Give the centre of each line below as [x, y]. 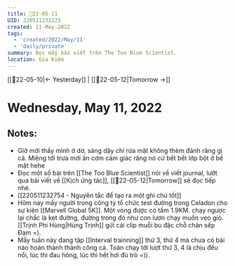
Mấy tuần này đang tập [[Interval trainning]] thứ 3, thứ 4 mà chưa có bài [121, 240]
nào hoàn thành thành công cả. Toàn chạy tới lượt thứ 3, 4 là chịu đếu [118, 247]
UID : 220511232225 [34, 20]
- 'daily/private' [41, 46]
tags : [15, 33]
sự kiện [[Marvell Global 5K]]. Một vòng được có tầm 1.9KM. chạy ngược [121, 210]
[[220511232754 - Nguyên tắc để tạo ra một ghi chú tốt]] [99, 195]
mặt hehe [31, 165]
